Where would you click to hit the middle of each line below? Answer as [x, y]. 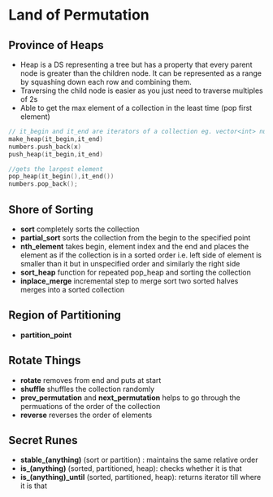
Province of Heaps [56, 45]
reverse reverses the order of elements [86, 415]
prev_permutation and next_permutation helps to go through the [130, 398]
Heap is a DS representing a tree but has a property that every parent [136, 64]
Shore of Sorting [51, 209]
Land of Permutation [79, 15]
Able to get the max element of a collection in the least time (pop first [136, 108]
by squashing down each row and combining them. [106, 82]
